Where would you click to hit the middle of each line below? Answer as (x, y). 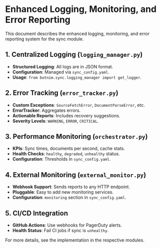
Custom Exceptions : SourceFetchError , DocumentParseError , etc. (79, 105)
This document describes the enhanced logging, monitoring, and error (77, 33)
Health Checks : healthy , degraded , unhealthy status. (66, 154)
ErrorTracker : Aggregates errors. (46, 110)
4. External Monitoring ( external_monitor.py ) (76, 175)
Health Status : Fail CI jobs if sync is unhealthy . (60, 230)
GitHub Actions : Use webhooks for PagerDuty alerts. (67, 225)
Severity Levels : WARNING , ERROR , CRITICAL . (55, 121)
